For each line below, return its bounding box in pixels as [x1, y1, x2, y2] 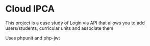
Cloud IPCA [5, 3, 55, 15]
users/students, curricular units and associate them [5, 25, 114, 31]
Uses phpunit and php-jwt [5, 35, 60, 41]
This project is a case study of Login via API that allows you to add [5, 20, 145, 26]
